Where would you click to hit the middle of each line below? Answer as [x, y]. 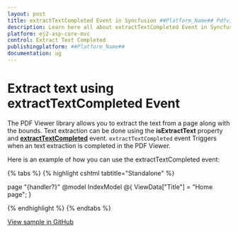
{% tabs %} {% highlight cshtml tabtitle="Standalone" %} [91, 173]
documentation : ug [34, 54]
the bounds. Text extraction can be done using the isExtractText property [115, 130]
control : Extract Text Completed [57, 40]
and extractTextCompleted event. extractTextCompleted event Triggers [112, 138]
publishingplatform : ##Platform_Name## [66, 47]
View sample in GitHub [41, 222]
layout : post [27, 14]
